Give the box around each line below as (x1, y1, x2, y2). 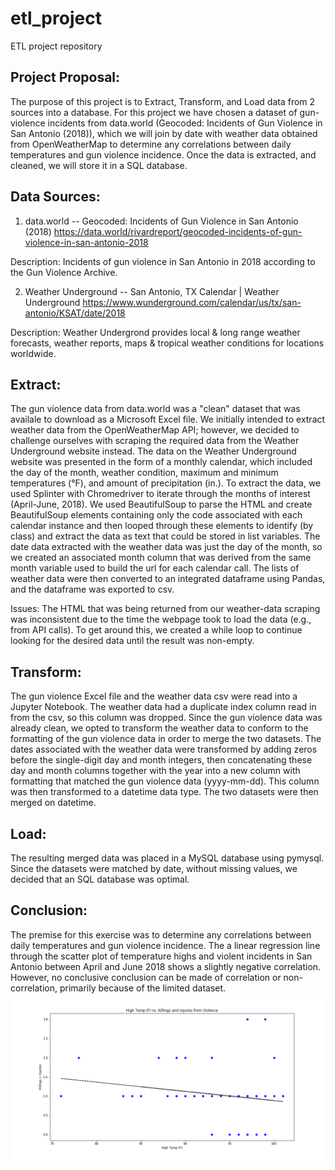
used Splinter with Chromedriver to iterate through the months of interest (10, 488, 311, 500)
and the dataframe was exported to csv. (10, 583, 175, 596)
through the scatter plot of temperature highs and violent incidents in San (10, 950, 313, 962)
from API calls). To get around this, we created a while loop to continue (10, 624, 303, 636)
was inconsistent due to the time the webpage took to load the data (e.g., (10, 613, 312, 626)
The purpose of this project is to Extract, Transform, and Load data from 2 (10, 95, 316, 107)
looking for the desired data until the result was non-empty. (10, 635, 255, 647)
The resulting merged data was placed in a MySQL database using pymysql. (10, 852, 325, 864)
